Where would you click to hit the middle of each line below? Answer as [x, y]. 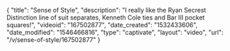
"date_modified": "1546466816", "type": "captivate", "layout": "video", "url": [115, 32]
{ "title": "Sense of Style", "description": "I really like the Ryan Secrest [106, 10]
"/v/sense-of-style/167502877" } [53, 40]
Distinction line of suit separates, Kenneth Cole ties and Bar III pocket [106, 17]
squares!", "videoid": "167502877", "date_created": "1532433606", [102, 25]
